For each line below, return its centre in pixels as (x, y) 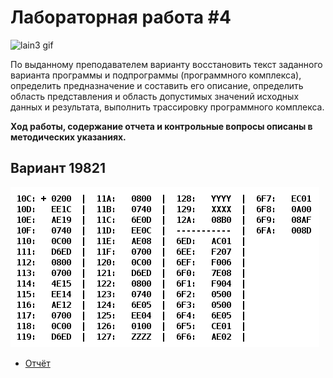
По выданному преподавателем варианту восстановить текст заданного (166, 64)
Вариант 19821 (58, 168)
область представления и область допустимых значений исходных (155, 96)
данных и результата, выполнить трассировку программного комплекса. (167, 107)
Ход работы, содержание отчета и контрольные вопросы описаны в (161, 126)
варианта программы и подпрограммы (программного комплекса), (156, 75)
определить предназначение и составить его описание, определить (157, 85)
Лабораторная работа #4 (121, 17)
